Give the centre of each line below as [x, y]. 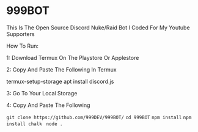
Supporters [20, 34]
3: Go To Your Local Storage [42, 93]
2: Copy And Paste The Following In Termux [62, 69]
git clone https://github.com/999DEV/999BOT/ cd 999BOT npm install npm [99, 117]
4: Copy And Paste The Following [48, 105]
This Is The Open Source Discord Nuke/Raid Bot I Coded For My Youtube [98, 28]
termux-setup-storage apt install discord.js [60, 81]
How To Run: [22, 46]
